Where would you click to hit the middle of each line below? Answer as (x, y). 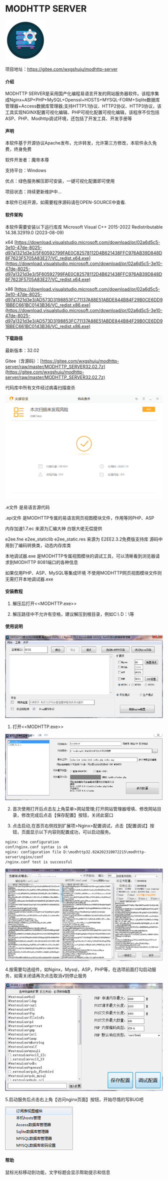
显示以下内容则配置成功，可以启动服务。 (71, 832)
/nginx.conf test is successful (39, 862)
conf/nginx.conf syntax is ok (37, 847)
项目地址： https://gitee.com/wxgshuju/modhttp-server (61, 69)
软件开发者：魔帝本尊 (27, 160)
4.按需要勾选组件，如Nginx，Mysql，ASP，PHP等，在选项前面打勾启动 (78, 969)
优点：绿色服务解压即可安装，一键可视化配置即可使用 (60, 181)
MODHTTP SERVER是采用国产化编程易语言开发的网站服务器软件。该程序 (80, 93)
